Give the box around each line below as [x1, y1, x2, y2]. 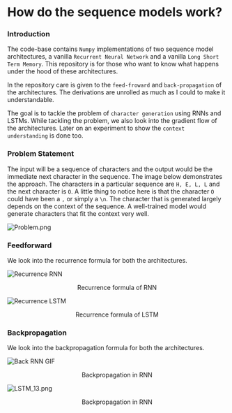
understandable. [7, 96, 54, 104]
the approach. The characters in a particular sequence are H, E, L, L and [7, 180, 220, 188]
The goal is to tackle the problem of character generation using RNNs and [7, 109, 222, 117]
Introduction [7, 29, 50, 39]
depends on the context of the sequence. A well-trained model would [7, 202, 207, 210]
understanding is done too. [7, 131, 84, 140]
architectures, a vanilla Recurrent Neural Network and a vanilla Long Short [7, 52, 219, 61]
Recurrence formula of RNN [77, 284, 157, 292]
